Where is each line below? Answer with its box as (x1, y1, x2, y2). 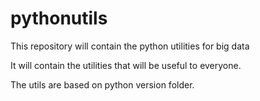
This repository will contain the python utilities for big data (10, 40, 250, 52)
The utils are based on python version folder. (10, 78, 195, 91)
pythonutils (10, 7, 108, 30)
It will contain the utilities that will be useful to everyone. (10, 59, 242, 71)
